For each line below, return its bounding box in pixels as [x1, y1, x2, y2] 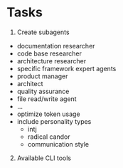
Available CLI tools [16, 154, 72, 162]
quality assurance [16, 87, 70, 95]
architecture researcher [16, 56, 87, 65]
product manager [16, 72, 68, 80]
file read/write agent [16, 94, 77, 103]
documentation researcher [16, 41, 95, 50]
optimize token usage [16, 110, 80, 118]
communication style [27, 140, 90, 148]
